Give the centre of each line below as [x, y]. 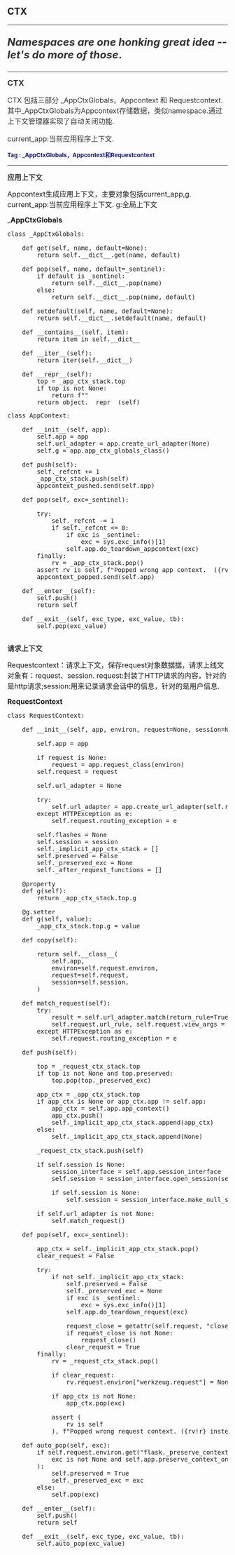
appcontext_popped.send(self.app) [96, 577]
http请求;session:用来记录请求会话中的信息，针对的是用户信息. [117, 686]
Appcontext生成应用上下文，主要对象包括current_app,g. [99, 194]
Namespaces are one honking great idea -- [117, 42]
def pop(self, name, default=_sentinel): [94, 269]
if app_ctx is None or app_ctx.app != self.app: [122, 1101]
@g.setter [39, 912]
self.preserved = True [90, 1473]
